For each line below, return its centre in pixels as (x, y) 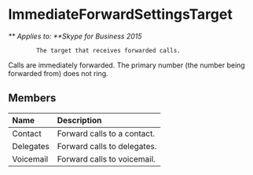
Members (32, 98)
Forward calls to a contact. (106, 133)
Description (79, 120)
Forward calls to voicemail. (106, 159)
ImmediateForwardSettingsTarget (121, 15)
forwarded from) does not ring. (58, 73)
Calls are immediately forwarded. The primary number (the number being (126, 65)
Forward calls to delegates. (107, 146)
